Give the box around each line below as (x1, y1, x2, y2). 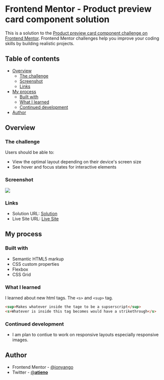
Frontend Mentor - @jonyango (12, 364, 73, 370)
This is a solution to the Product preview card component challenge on (5, 30, 148, 36)
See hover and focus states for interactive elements (12, 164, 117, 170)
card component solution (5, 14, 110, 25)
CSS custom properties (12, 261, 60, 267)
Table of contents (5, 55, 60, 63)
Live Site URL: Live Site (12, 216, 59, 222)
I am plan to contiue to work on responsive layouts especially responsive (12, 332, 159, 338)
